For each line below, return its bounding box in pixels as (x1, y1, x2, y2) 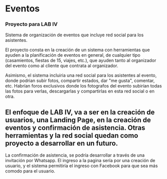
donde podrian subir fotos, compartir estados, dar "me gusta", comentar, (5, 78, 155, 84)
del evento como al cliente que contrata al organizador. (5, 63, 119, 69)
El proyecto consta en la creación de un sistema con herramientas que (5, 47, 150, 53)
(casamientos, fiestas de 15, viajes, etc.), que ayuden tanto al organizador (5, 58, 157, 64)
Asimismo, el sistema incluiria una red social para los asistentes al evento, (5, 73, 157, 79)
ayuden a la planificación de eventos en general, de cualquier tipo (5, 52, 141, 58)
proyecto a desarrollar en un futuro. (5, 139, 118, 147)
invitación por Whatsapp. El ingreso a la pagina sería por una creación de (5, 158, 156, 164)
